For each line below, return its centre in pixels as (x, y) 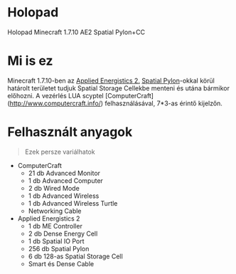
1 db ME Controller (55, 226)
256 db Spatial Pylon (59, 248)
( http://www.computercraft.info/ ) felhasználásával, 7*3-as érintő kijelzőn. (115, 103)
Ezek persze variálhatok (60, 152)
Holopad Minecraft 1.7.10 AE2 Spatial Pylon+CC (76, 32)
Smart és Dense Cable (61, 263)
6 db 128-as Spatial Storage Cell (75, 256)
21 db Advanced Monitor (64, 173)
